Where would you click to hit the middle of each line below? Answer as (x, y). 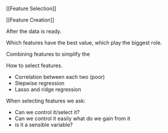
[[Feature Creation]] (30, 20)
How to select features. (34, 65)
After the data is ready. (34, 31)
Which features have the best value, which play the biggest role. (84, 43)
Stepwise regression (39, 83)
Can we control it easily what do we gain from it (73, 118)
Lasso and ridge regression (48, 89)
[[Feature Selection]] (31, 9)
